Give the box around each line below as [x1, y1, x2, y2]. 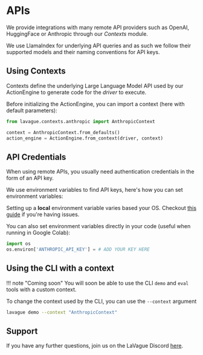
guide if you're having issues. [6, 211, 80, 218]
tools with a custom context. [6, 286, 77, 293]
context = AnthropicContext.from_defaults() [6, 129, 120, 135]
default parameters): [6, 107, 57, 114]
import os [6, 241, 31, 247]
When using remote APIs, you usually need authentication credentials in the [6, 168, 195, 175]
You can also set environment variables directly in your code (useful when [6, 223, 191, 230]
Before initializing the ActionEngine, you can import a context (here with [6, 100, 185, 107]
